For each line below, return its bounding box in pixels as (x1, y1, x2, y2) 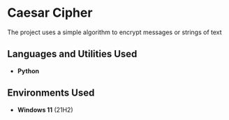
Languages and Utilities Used (7, 48, 138, 60)
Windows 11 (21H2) (17, 105, 73, 114)
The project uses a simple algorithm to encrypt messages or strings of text (7, 28, 222, 36)
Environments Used (7, 87, 95, 99)
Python (17, 66, 40, 75)
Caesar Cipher (7, 5, 93, 21)
